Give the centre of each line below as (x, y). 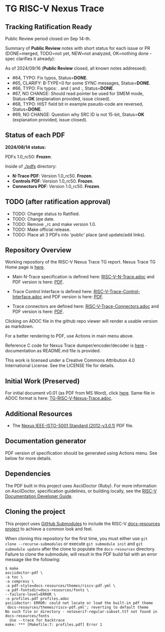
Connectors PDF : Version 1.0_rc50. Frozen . (56, 186)
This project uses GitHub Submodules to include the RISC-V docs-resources (82, 523)
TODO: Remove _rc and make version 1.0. (54, 224)
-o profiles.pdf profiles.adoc (37, 598)
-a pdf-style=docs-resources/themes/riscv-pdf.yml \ (60, 586)
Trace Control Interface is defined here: (52, 292)
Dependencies (28, 474)
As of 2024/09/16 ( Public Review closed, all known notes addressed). (76, 68)
